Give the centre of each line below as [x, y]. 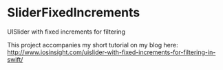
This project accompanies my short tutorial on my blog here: [93, 45]
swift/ [15, 59]
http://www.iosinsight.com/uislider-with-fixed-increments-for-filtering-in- [111, 52]
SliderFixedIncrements [74, 13]
